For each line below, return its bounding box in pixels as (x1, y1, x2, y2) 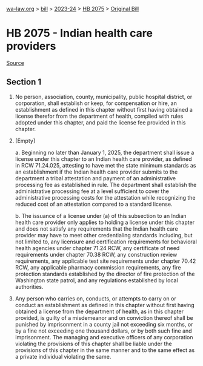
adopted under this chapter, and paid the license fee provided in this (15, 118, 186, 126)
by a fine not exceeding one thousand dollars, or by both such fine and (15, 327, 192, 334)
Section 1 (6, 77, 41, 87)
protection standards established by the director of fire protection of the (15, 270, 195, 277)
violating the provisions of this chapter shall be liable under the (15, 340, 172, 347)
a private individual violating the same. (15, 353, 111, 360)
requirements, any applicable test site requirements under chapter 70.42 (15, 257, 196, 265)
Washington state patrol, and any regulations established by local (15, 276, 178, 284)
